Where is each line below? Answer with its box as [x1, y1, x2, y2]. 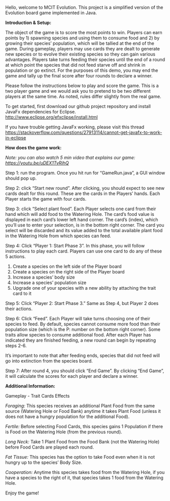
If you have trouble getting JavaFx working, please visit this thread [5, 124, 145, 130]
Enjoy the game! [5, 490, 39, 496]
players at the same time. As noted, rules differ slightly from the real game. [5, 94, 161, 99]
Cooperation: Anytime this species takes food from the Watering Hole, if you [5, 469, 165, 475]
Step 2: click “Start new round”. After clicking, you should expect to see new [5, 185, 165, 191]
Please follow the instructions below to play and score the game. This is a [5, 82, 159, 89]
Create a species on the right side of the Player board [12, 269, 125, 274]
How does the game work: [5, 145, 62, 151]
